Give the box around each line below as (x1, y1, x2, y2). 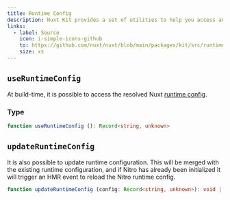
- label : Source (13, 29, 60, 36)
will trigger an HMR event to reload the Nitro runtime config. (7, 173, 176, 181)
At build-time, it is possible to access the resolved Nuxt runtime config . (7, 90, 207, 98)
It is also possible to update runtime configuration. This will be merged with (7, 158, 219, 166)
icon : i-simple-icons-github (19, 36, 103, 42)
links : (7, 23, 26, 29)
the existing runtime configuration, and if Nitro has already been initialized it (7, 165, 221, 173)
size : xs (19, 49, 44, 55)
